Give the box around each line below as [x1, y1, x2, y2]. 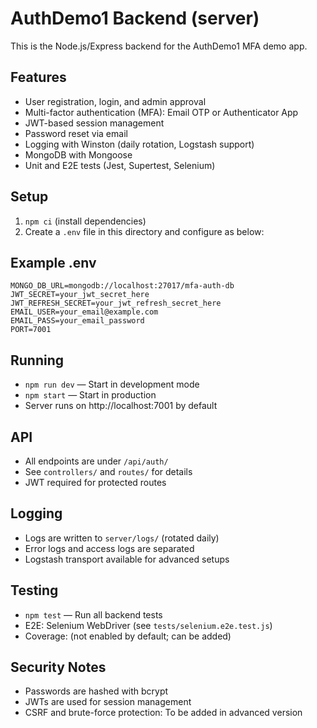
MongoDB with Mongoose [24, 148, 133, 161]
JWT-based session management [24, 117, 165, 129]
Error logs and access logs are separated [24, 542, 195, 554]
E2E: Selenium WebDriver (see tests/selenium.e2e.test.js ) [24, 619, 273, 631]
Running [10, 352, 65, 369]
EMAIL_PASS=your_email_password [10, 316, 145, 326]
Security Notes [10, 659, 107, 676]
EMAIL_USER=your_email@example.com [10, 307, 159, 317]
